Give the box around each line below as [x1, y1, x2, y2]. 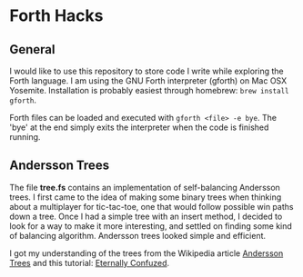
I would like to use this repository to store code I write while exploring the [9, 65, 284, 76]
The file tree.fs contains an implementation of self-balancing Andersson [9, 182, 280, 193]
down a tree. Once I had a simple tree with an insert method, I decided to [9, 211, 283, 222]
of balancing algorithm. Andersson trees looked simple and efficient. [9, 230, 267, 241]
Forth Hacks [9, 5, 104, 26]
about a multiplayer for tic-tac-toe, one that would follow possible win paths [9, 201, 294, 212]
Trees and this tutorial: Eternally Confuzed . [9, 257, 170, 268]
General [9, 42, 56, 57]
